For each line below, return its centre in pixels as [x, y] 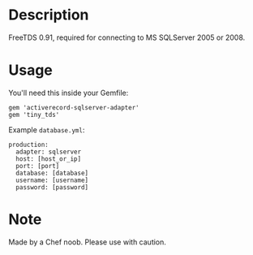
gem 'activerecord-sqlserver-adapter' [74, 107]
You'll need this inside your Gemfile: [69, 93]
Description [49, 15]
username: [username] [52, 180]
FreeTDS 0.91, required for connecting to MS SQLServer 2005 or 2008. [127, 37]
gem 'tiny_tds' [34, 115]
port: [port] [38, 166]
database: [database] [52, 173]
